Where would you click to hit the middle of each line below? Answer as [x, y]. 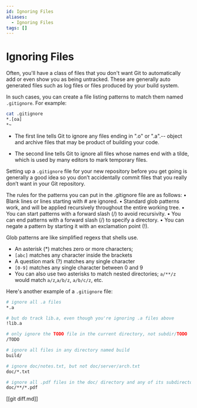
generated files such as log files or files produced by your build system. [93, 86]
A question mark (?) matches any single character [75, 261]
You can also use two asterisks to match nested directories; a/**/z [95, 274]
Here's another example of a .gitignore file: [60, 291]
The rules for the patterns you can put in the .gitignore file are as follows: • [96, 195]
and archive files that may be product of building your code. [87, 142]
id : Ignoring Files [30, 11]
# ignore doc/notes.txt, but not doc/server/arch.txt [73, 366]
